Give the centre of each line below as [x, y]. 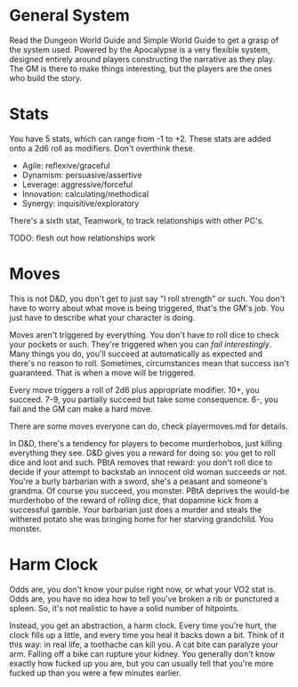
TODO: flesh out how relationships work [82, 238]
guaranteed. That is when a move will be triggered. [102, 372]
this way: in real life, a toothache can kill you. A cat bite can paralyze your [144, 644]
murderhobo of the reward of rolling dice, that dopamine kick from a [134, 500]
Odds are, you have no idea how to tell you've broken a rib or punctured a [144, 599]
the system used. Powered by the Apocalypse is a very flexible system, [140, 49]
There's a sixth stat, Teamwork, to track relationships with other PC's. [137, 220]
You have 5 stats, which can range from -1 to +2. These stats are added [140, 138]
